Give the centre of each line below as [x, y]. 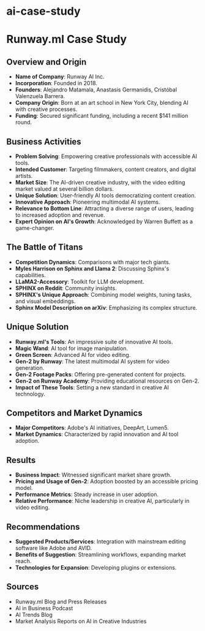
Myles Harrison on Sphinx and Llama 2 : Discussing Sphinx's [92, 269]
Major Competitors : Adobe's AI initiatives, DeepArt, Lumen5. [92, 428]
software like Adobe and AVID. [54, 548]
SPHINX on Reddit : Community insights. [66, 288]
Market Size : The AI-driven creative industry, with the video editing [100, 182]
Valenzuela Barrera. [40, 96]
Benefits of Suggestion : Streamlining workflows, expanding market [100, 555]
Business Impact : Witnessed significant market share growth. [93, 475]
